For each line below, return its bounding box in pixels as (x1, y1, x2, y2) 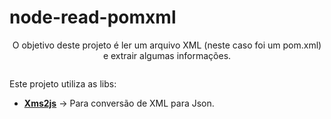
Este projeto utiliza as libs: (9, 77, 117, 90)
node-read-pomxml (9, 6, 177, 29)
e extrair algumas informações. (102, 49, 232, 61)
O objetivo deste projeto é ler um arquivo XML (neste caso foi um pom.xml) (12, 39, 322, 51)
